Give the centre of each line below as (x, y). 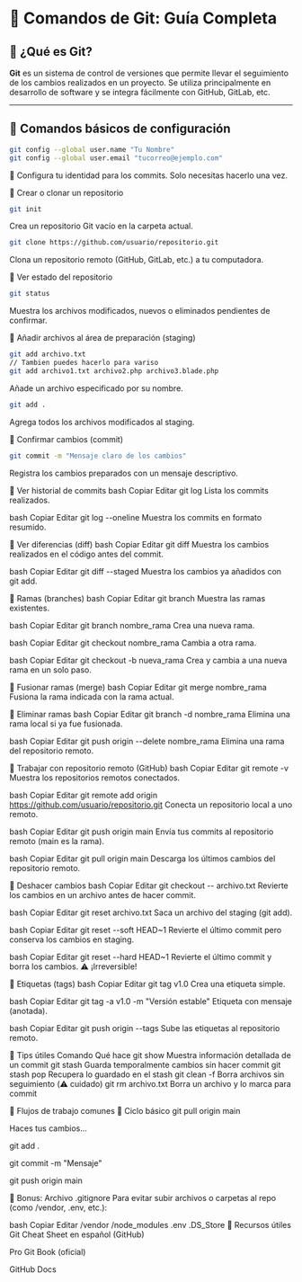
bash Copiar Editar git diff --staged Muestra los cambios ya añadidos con (145, 571)
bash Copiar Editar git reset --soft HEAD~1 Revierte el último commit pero (146, 930)
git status (30, 294)
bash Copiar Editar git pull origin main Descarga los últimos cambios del (142, 859)
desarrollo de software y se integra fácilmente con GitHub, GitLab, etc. (140, 92)
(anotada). (28, 1010)
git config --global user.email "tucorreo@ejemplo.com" (116, 158)
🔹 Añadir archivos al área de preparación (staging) (102, 338)
